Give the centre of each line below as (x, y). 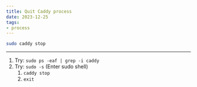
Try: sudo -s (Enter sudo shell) (51, 67)
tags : (13, 22)
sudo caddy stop (26, 44)
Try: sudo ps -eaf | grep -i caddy (57, 60)
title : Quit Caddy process (39, 11)
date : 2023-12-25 (27, 17)
